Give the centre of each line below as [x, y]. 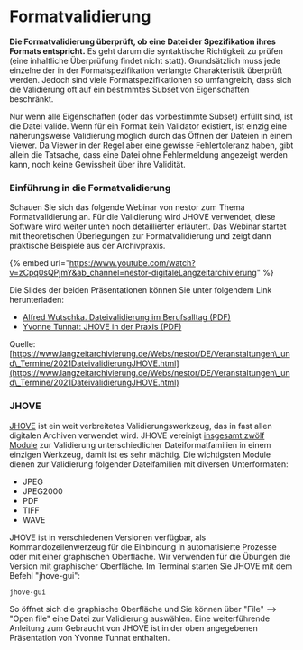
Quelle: [23, 344]
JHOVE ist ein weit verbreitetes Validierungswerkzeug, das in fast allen [141, 426]
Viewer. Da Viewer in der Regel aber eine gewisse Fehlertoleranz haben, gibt [151, 145]
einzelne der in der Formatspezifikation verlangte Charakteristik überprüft [146, 70]
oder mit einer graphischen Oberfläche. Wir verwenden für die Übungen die [150, 556]
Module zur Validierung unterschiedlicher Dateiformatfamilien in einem [140, 444]
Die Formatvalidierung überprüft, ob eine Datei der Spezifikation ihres [143, 41]
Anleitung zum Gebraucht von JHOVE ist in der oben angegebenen [134, 627]
